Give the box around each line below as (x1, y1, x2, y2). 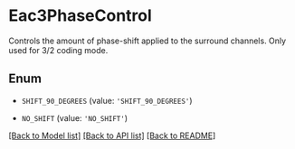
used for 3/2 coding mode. (8, 44, 109, 55)
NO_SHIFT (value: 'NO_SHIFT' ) (21, 112, 128, 123)
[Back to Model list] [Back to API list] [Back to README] (8, 130, 216, 141)
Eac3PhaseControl (8, 5, 153, 26)
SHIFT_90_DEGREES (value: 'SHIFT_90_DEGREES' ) (21, 95, 193, 106)
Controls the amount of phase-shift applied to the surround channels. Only (8, 35, 287, 46)
